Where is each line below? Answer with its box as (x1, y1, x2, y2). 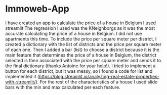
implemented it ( (5, 73, 39, 79)
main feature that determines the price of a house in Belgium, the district (5, 52, 157, 58)
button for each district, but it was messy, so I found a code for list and (5, 68, 153, 74)
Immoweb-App (5, 3, 69, 15)
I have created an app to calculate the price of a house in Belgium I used (5, 20, 156, 26)
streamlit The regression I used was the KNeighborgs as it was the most (5, 25, 155, 31)
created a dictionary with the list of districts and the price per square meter (5, 41, 162, 47)
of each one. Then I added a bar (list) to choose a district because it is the (5, 46, 159, 53)
